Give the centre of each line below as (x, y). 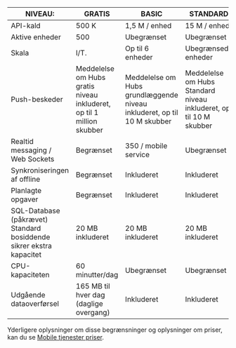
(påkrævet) (29, 219)
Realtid (22, 141)
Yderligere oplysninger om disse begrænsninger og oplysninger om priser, (115, 330)
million (87, 121)
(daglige (90, 303)
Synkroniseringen (40, 170)
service (137, 155)
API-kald (26, 26)
